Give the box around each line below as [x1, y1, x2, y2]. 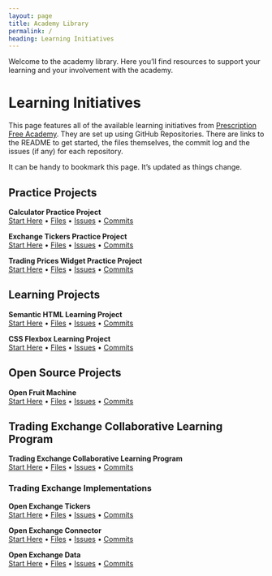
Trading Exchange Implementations [8, 483, 152, 494]
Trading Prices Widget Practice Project [8, 256, 143, 265]
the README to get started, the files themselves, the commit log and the [8, 138, 250, 148]
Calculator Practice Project [8, 208, 101, 217]
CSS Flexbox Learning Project [8, 333, 111, 343]
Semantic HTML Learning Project [8, 309, 123, 319]
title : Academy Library [8, 19, 89, 28]
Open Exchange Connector [8, 525, 101, 535]
